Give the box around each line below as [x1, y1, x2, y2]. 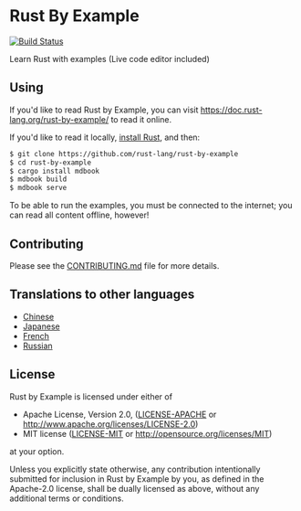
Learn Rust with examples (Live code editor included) [9, 53, 210, 64]
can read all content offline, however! [9, 209, 150, 220]
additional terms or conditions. [9, 493, 125, 504]
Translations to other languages [9, 287, 195, 303]
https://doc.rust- [200, 104, 263, 115]
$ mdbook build [9, 175, 67, 184]
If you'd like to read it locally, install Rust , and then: [9, 132, 201, 143]
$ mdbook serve [9, 184, 67, 193]
